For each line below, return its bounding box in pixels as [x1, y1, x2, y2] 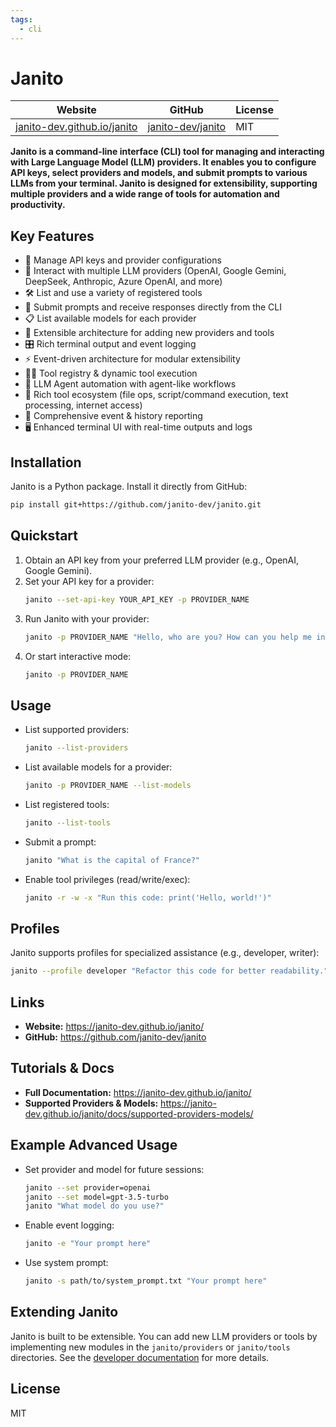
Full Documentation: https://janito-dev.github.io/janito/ [24, 1086, 252, 1098]
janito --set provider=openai [24, 1182, 152, 1193]
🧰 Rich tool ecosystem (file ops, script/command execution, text [24, 389, 289, 401]
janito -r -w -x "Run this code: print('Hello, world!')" [24, 892, 272, 903]
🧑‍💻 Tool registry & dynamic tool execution [24, 367, 198, 380]
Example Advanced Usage [10, 1137, 178, 1154]
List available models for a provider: [24, 761, 173, 773]
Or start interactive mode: [24, 650, 132, 662]
